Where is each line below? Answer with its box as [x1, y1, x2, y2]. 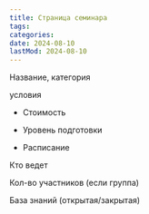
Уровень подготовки [22, 124, 103, 136]
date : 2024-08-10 [9, 38, 75, 48]
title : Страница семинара [9, 13, 107, 23]
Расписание [22, 142, 70, 153]
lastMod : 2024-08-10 [9, 47, 88, 56]
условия [9, 90, 42, 101]
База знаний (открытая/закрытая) [9, 195, 141, 206]
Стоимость [22, 107, 66, 118]
